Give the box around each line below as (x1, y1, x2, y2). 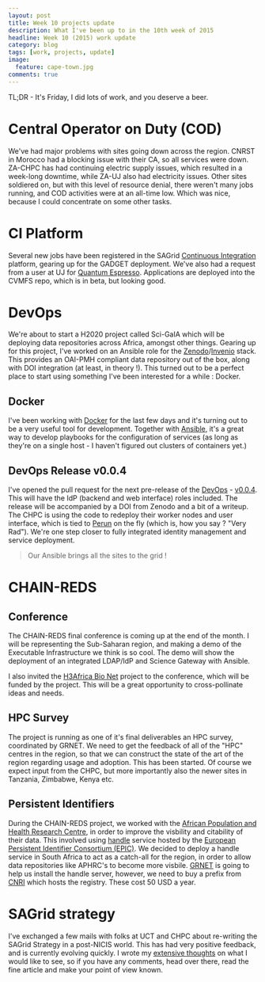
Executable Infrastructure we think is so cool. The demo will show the (8, 648, 235, 657)
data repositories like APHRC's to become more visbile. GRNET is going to (8, 860, 250, 870)
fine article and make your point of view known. (8, 965, 164, 974)
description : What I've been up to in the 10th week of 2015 (8, 26, 214, 34)
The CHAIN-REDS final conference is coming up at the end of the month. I (8, 631, 249, 641)
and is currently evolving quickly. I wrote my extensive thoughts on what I (8, 948, 248, 957)
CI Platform (8, 224, 84, 242)
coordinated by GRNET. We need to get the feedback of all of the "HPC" (8, 740, 244, 750)
